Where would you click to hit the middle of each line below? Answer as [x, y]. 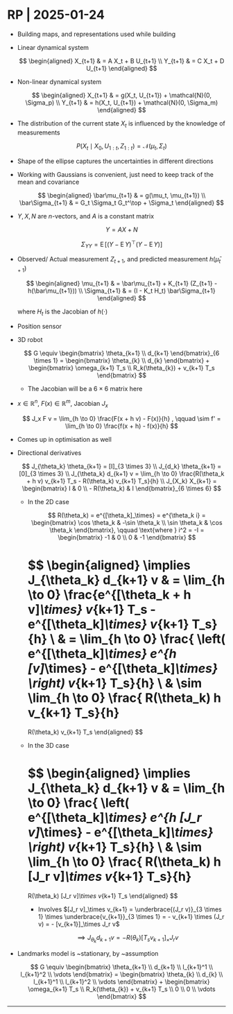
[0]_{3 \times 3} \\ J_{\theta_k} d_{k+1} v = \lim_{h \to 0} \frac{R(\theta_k [121, 473]
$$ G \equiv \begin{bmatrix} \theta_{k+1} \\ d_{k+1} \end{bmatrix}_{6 [122, 353]
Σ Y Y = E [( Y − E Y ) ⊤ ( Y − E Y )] [122, 244]
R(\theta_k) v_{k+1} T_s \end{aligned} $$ [85, 732]
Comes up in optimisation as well [64, 439]
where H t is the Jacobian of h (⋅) [62, 312]
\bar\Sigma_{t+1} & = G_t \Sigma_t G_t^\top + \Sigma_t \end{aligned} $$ [122, 203]
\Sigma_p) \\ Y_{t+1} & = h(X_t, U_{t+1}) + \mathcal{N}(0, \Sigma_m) [122, 102]
